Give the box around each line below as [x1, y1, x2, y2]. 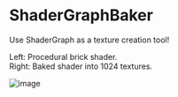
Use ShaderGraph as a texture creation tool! [9, 34, 170, 45]
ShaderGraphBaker [9, 5, 153, 26]
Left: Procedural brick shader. [9, 51, 118, 62]
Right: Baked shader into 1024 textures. [9, 61, 153, 71]
